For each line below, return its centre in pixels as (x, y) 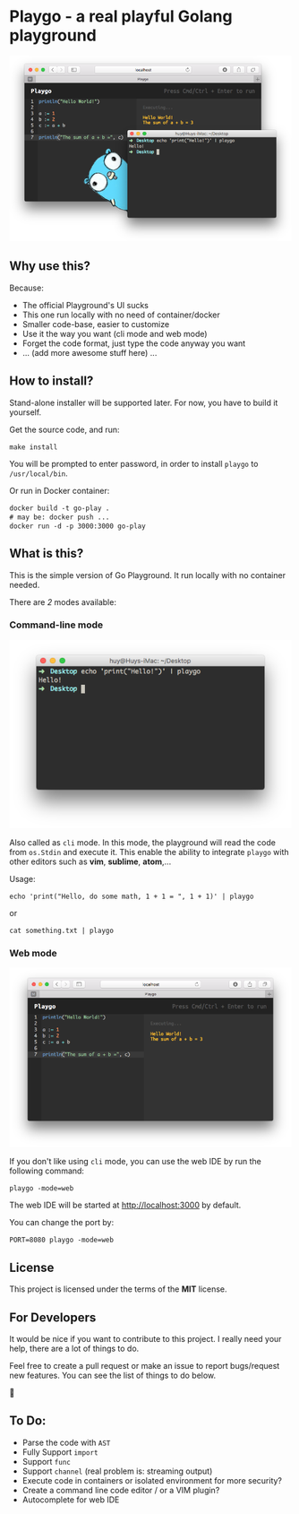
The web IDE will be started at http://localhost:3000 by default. (125, 1205)
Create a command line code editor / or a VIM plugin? (121, 1490)
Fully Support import (60, 1452)
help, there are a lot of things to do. (74, 1349)
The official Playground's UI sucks (85, 305)
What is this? (47, 554)
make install (34, 447)
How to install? (51, 381)
